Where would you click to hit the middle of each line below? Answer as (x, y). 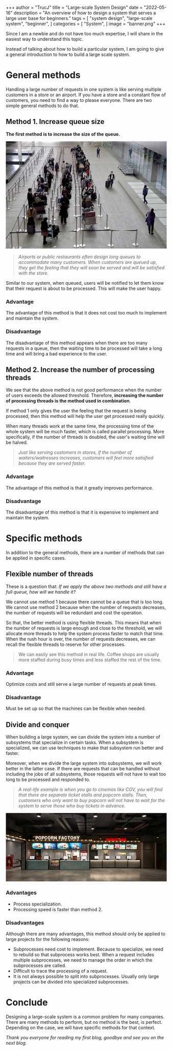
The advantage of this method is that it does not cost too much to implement (86, 313)
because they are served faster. (52, 464)
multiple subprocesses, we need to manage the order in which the (83, 960)
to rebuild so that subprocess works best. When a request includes (84, 955)
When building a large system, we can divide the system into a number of (83, 737)
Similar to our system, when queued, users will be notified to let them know (85, 283)
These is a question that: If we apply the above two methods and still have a (86, 586)
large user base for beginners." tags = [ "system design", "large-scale (79, 18)
